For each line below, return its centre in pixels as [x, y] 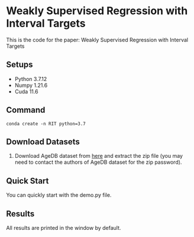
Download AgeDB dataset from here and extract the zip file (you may [99, 156]
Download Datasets [43, 142]
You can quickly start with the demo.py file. [59, 195]
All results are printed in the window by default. [64, 228]
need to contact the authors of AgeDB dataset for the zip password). [98, 162]
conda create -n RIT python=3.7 [46, 124]
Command [26, 110]
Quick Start [28, 181]
